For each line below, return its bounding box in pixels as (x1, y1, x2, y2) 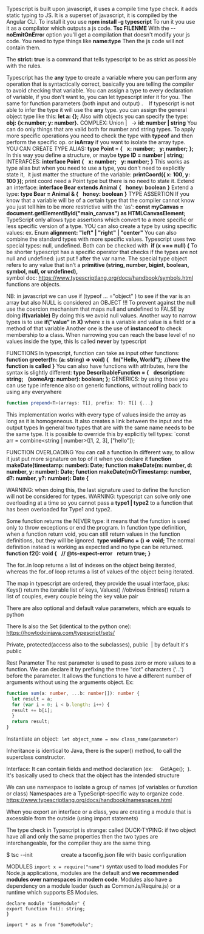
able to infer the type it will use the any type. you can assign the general (6, 106, 187, 113)
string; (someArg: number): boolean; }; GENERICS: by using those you (6, 375, 189, 382)
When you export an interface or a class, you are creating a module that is (6, 808, 192, 815)
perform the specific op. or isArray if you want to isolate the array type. (6, 139, 186, 145)
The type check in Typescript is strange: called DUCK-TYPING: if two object (6, 826, 196, 834)
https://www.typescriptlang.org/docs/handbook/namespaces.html (6, 797, 172, 803)
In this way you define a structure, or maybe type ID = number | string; (6, 151, 185, 159)
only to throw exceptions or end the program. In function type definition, (6, 524, 187, 531)
